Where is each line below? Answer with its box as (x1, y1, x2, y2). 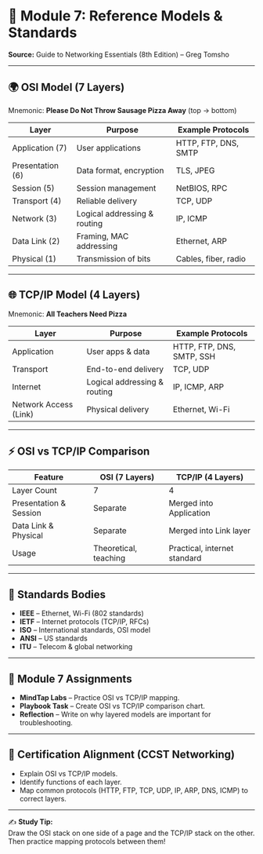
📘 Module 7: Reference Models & (8, 7, 223, 25)
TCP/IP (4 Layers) (175, 472, 244, 483)
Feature (34, 472, 64, 483)
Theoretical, (92, 543, 138, 554)
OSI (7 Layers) (99, 472, 155, 483)
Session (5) (12, 182, 55, 193)
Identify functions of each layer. (19, 777, 123, 786)
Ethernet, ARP (175, 235, 228, 246)
